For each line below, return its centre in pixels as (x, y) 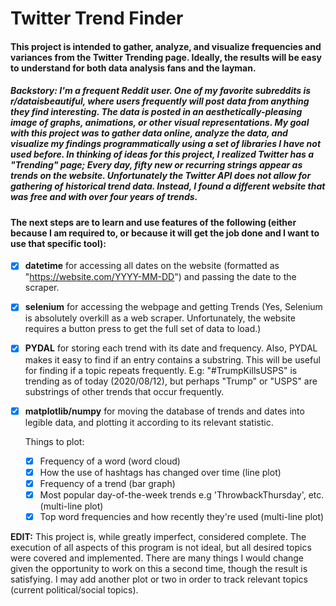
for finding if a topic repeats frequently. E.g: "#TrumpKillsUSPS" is (161, 370)
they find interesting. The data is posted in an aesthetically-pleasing (156, 112)
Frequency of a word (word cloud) (110, 461)
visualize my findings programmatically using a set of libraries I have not (166, 144)
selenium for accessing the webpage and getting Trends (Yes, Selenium (173, 307)
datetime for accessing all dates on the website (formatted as (152, 266)
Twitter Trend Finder (97, 18)
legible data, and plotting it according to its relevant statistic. (149, 422)
